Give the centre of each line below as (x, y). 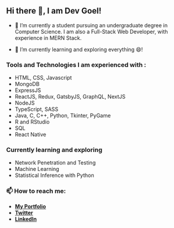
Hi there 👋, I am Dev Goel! (54, 11)
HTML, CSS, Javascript (43, 78)
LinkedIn (26, 219)
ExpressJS (28, 90)
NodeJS (25, 103)
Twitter (24, 213)
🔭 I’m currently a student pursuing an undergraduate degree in (91, 25)
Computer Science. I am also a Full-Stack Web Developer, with (91, 31)
